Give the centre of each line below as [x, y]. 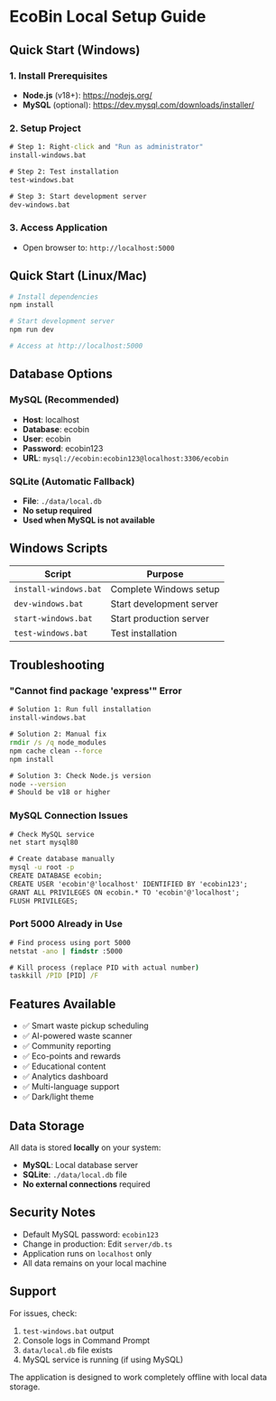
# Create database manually [62, 859]
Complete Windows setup [165, 589]
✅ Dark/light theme [58, 1097]
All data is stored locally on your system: [85, 1147]
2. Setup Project [45, 128]
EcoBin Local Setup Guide [108, 17]
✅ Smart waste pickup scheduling [85, 1025]
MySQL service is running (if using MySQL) [103, 1359]
